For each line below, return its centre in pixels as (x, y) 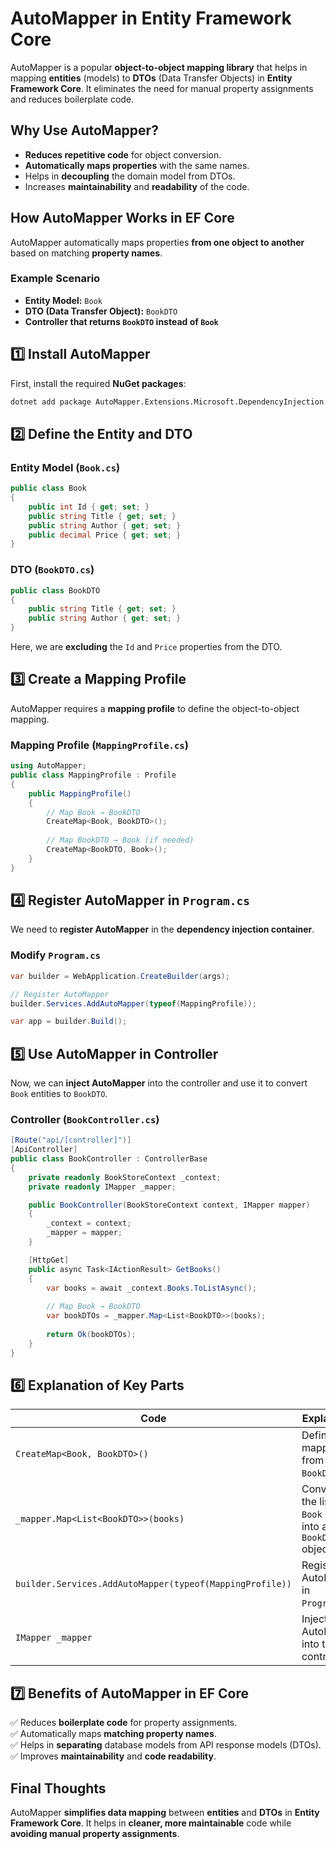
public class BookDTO (55, 590)
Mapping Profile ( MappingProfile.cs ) (99, 745)
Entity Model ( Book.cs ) (65, 467)
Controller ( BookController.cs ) (85, 1119)
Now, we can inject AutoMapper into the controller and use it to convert (159, 1083)
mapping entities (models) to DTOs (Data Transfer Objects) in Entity (151, 78)
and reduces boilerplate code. (72, 99)
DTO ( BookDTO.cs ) (52, 570)
